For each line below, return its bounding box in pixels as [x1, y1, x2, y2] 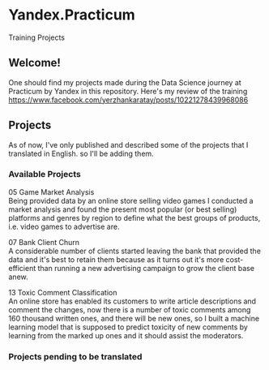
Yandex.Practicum [8, 6, 135, 24]
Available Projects [8, 169, 81, 180]
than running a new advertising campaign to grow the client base [37, 263, 255, 273]
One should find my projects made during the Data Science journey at [8, 77, 241, 87]
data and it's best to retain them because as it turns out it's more [8, 254, 224, 265]
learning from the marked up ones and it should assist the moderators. [8, 330, 244, 340]
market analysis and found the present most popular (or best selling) [8, 204, 237, 214]
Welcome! [8, 56, 61, 70]
